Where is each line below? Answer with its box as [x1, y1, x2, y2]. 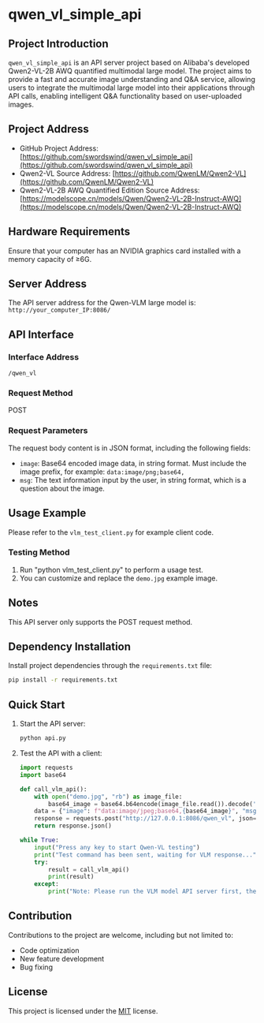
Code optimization [19, 945, 80, 955]
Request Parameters [8, 425, 88, 436]
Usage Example [8, 506, 87, 520]
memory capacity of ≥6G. [8, 254, 92, 263]
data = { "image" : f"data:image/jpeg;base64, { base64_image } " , [34, 807, 239, 816]
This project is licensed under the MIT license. [8, 1006, 158, 1015]
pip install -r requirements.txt [8, 676, 118, 684]
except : [34, 880, 59, 888]
